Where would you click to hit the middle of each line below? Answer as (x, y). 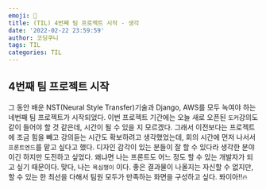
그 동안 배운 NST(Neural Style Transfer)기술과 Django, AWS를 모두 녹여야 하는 (132, 107)
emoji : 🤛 (23, 15)
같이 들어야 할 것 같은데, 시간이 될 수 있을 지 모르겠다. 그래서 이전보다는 (118, 127)
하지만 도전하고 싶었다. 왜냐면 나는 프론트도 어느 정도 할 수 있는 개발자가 (134, 156)
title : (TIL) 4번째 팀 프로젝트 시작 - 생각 (74, 23)
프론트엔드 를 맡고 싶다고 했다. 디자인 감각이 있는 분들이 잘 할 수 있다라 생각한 (124, 147)
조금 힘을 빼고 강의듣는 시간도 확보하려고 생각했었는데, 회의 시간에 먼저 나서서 (136, 137)
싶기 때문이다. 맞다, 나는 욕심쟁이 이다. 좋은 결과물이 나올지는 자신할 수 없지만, (135, 167)
